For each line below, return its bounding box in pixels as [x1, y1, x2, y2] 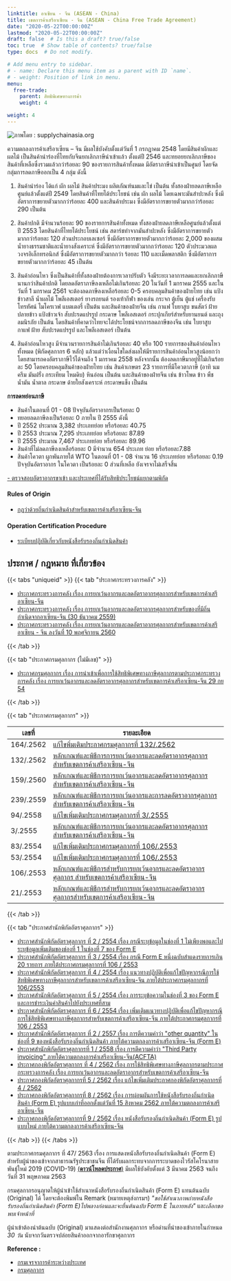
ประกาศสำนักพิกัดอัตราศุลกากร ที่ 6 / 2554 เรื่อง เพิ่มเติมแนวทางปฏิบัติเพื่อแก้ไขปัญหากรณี [16, 1007, 223, 1015]
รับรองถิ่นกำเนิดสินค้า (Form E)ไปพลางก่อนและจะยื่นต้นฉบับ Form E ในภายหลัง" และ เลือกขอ [7, 1202, 223, 1210]
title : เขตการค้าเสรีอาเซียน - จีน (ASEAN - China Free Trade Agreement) [7, 17, 197, 23]
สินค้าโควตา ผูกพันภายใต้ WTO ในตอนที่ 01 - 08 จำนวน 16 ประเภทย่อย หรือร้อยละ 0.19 [16, 452, 223, 461]
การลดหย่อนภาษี [7, 392, 45, 400]
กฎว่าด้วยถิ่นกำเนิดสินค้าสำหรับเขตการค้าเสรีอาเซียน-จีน [16, 505, 142, 514]
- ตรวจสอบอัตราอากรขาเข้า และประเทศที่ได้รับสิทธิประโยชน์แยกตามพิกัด [7, 474, 168, 482]
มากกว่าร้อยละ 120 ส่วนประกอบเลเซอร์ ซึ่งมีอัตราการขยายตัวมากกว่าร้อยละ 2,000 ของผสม [16, 234, 223, 242]
